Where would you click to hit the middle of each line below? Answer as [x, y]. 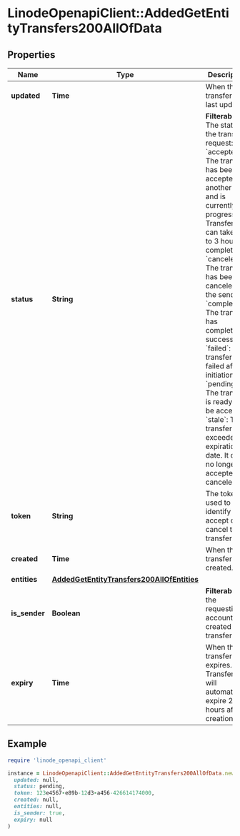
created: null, [36, 800]
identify [218, 512]
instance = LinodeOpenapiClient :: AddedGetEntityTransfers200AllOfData [115, 773]
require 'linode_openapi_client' [57, 760]
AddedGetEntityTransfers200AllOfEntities [125, 579]
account [219, 618]
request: [219, 143]
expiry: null [33, 820]
